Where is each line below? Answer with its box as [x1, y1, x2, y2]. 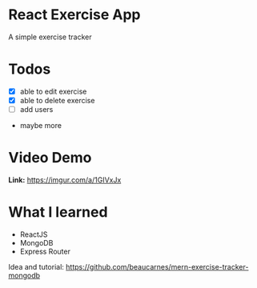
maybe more [19, 121, 62, 130]
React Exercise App [8, 6, 141, 24]
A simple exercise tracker [8, 32, 92, 42]
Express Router [19, 246, 70, 256]
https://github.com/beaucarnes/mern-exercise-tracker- [65, 262, 249, 271]
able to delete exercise [19, 95, 95, 105]
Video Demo [8, 149, 92, 167]
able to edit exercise [19, 86, 87, 96]
